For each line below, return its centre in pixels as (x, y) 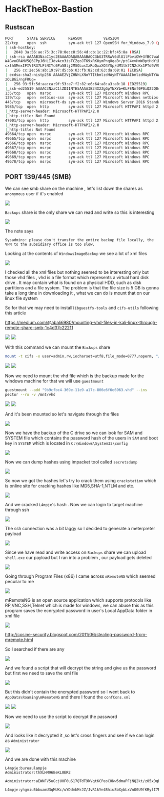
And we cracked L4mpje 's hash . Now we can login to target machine (74, 504)
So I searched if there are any (35, 649)
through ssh (17, 510)
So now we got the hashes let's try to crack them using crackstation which (81, 480)
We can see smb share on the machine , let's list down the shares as (74, 189)
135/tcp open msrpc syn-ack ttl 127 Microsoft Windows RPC (77, 93)
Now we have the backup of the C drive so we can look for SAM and (74, 433)
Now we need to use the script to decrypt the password (61, 717)
